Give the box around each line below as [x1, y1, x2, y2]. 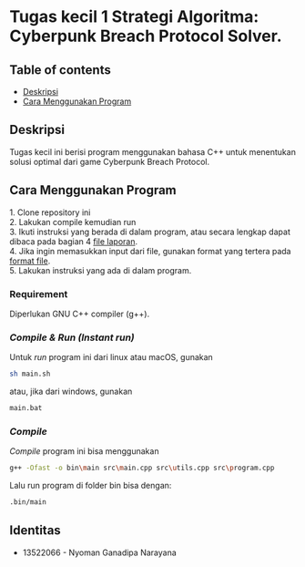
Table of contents [9, 62, 111, 77]
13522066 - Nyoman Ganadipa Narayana [22, 547, 178, 558]
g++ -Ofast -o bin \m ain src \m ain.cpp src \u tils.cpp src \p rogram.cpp [9, 463, 275, 473]
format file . [9, 255, 51, 266]
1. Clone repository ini [9, 207, 91, 218]
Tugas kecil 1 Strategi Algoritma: [9, 6, 259, 27]
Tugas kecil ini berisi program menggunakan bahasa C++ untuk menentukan [9, 146, 296, 157]
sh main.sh [9, 369, 51, 379]
